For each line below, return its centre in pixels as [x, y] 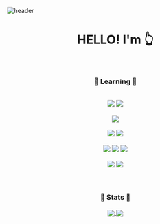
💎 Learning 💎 [115, 81]
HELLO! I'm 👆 [115, 40]
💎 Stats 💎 [115, 198]
